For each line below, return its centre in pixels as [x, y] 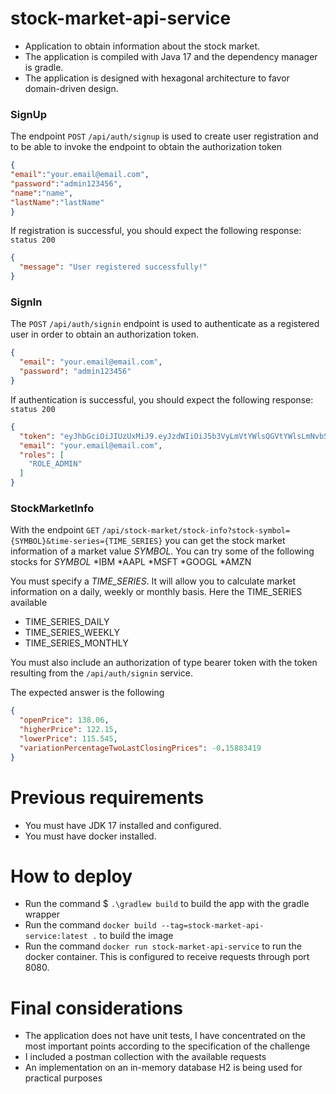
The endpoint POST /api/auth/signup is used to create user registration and [164, 136]
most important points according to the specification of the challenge [167, 1046]
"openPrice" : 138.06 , [64, 720]
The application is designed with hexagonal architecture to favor [157, 78]
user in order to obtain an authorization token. [104, 334]
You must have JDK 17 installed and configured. [123, 825]
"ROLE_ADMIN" [55, 464]
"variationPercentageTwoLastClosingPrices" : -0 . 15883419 [140, 748]
